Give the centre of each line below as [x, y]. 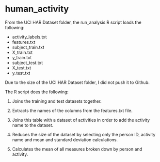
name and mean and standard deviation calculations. [65, 140]
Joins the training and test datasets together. [57, 101]
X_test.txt [22, 68]
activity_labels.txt [29, 37]
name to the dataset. [33, 125]
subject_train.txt [28, 47]
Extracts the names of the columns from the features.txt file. [72, 111]
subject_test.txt [27, 63]
